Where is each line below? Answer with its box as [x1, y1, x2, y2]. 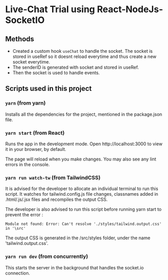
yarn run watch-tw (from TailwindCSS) [5, 174, 101, 181]
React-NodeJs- [97, 4, 163, 15]
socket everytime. [12, 59, 51, 65]
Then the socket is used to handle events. [12, 70, 100, 76]
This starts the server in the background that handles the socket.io [5, 264, 144, 270]
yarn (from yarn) [5, 100, 46, 107]
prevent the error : [5, 212, 44, 218]
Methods [5, 35, 34, 43]
